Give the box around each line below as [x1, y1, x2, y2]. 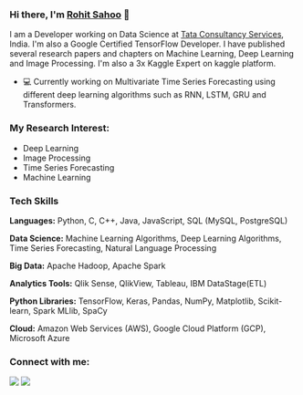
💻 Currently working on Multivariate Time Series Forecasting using [22, 77, 276, 88]
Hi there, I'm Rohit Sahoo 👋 [9, 8, 131, 21]
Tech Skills [9, 194, 59, 207]
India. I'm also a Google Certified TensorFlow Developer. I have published [9, 38, 286, 49]
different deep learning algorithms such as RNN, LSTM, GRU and [22, 89, 266, 100]
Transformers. [22, 99, 77, 110]
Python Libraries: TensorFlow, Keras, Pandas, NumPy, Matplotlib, [9, 296, 256, 307]
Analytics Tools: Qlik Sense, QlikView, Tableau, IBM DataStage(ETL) [9, 277, 267, 288]
